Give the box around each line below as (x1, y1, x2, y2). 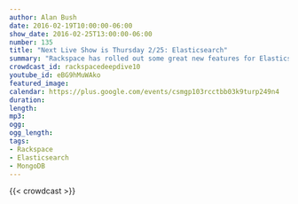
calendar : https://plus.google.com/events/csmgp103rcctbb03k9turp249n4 (9, 87, 279, 96)
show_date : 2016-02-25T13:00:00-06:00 (9, 29, 153, 38)
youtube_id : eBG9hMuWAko (9, 71, 101, 80)
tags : (9, 137, 29, 145)
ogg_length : (9, 129, 53, 137)
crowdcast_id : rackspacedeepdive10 (9, 63, 141, 72)
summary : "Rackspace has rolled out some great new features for (9, 54, 255, 63)
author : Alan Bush (9, 12, 77, 22)
